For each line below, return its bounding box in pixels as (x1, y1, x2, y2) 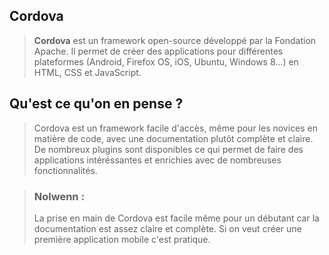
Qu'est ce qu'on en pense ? (9, 95, 184, 113)
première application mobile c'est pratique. (33, 233, 211, 245)
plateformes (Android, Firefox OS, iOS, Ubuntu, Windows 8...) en (33, 55, 299, 68)
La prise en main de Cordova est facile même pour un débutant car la (33, 212, 320, 224)
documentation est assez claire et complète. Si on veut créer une (33, 222, 302, 234)
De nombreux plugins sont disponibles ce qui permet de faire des (33, 143, 304, 155)
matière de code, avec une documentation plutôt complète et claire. (33, 132, 314, 144)
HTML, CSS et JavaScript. (33, 66, 142, 78)
